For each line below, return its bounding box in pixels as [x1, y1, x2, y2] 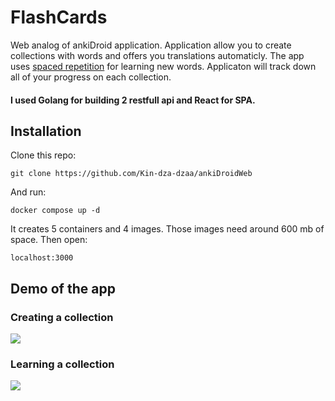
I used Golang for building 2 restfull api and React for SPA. [10, 94, 256, 106]
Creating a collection [10, 310, 114, 324]
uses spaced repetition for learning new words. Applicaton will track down [10, 60, 317, 72]
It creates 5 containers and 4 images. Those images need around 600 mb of [10, 223, 325, 235]
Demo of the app [10, 280, 116, 297]
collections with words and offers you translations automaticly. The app [10, 49, 305, 61]
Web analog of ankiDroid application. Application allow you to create [10, 39, 292, 51]
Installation [10, 122, 82, 140]
